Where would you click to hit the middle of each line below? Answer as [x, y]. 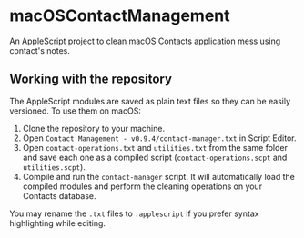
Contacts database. [60, 195]
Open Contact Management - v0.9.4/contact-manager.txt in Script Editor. [159, 138]
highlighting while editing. [58, 223]
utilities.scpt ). [54, 167]
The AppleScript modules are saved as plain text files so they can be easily [150, 101]
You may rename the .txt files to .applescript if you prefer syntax [134, 213]
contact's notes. [40, 50]
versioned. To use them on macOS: [75, 111]
